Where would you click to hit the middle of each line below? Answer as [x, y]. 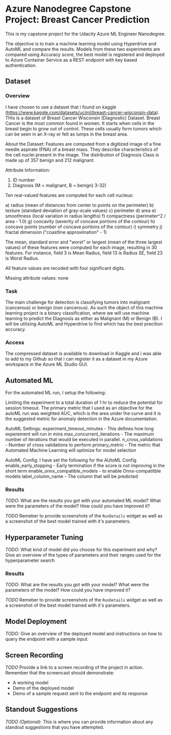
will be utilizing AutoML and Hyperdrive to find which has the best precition [84, 323]
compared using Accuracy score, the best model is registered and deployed [85, 55]
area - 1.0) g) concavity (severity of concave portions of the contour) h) [80, 221]
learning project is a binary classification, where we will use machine [77, 313]
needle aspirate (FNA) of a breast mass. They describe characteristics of [82, 149]
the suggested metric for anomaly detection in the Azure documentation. [81, 419]
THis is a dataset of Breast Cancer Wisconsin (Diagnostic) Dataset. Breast [83, 118]
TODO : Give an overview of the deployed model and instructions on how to [84, 634]
